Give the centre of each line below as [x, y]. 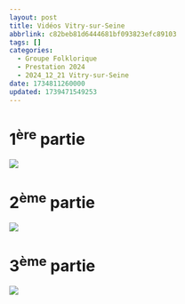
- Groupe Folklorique [57, 59]
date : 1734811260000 [48, 84]
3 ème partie [52, 264]
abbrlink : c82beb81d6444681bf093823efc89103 [93, 34]
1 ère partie [48, 137]
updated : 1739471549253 [53, 92]
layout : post [33, 17]
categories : [31, 51]
